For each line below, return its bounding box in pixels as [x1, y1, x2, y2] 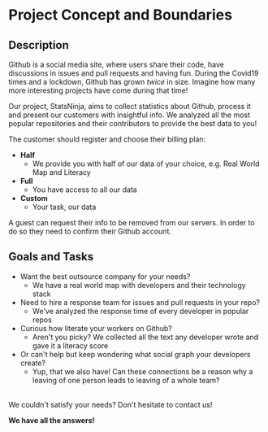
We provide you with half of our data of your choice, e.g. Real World [32, 159, 260, 168]
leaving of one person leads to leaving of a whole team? [32, 375, 220, 385]
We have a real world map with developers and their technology [32, 280, 246, 290]
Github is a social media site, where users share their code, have [8, 59, 225, 69]
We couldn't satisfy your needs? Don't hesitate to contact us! [8, 399, 213, 409]
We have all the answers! [8, 415, 95, 425]
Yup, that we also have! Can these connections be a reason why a [32, 366, 253, 376]
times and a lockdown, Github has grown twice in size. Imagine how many [8, 77, 256, 86]
